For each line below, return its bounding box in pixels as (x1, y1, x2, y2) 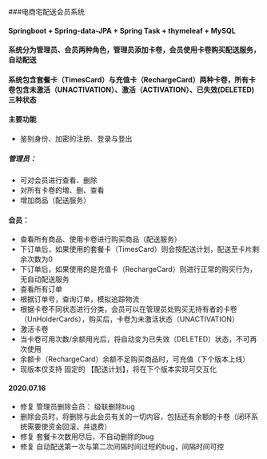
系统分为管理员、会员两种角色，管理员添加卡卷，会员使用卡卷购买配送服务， (8, 45, 261, 54)
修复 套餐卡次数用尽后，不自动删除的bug (19, 432, 154, 441)
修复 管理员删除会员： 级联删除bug (19, 402, 136, 412)
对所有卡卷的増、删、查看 (19, 185, 105, 194)
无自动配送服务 (19, 274, 70, 284)
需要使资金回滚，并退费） (26, 422, 112, 432)
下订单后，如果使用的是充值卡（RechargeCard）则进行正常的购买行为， (19, 265, 257, 274)
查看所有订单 (19, 285, 62, 294)
